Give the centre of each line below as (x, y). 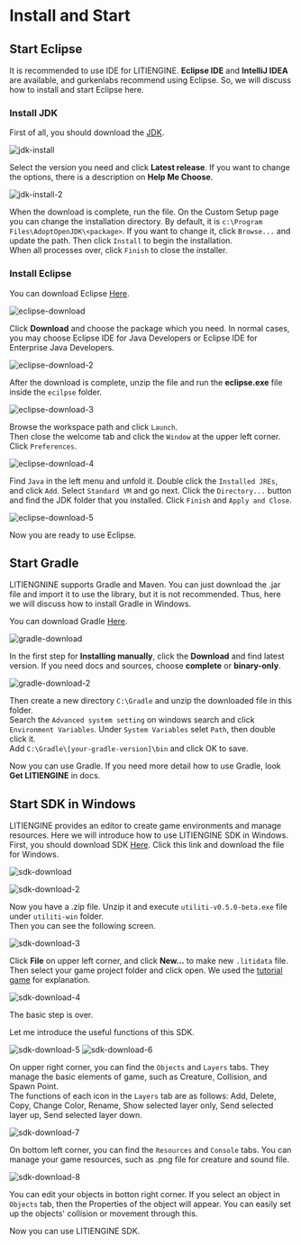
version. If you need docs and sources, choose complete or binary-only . (145, 666)
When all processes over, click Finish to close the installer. (119, 250)
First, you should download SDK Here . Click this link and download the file (147, 845)
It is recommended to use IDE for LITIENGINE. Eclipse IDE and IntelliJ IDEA (149, 70)
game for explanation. (50, 980)
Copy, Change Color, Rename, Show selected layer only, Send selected (141, 1105)
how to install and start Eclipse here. (77, 90)
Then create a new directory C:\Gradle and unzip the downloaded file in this (151, 701)
